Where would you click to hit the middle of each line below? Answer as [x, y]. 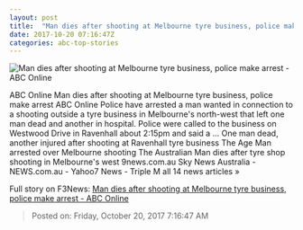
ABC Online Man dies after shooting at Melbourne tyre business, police [141, 95]
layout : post [34, 18]
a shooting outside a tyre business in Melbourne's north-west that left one [147, 114]
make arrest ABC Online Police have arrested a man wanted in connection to [151, 105]
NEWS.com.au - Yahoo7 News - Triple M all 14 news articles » [125, 172]
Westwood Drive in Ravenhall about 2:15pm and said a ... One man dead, [144, 133]
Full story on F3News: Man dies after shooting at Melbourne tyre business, [148, 189]
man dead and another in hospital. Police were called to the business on [143, 124]
